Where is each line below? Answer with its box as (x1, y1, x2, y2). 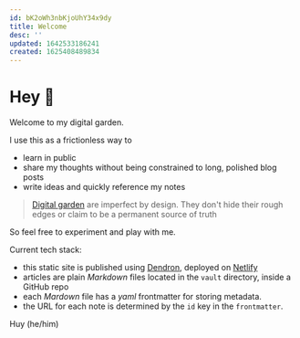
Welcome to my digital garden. (9, 117, 125, 128)
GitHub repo (22, 281, 69, 292)
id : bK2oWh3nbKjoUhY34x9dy (9, 13, 112, 23)
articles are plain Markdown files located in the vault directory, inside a (22, 271, 292, 283)
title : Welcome (9, 22, 67, 31)
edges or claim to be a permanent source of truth (31, 209, 217, 220)
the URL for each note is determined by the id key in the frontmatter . (22, 301, 284, 312)
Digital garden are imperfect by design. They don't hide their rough (31, 199, 284, 210)
